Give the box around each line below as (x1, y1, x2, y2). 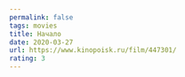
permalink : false (9, 12, 74, 22)
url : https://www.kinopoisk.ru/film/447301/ (9, 46, 177, 55)
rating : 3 (9, 54, 46, 63)
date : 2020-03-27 (9, 37, 74, 47)
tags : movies (9, 21, 58, 30)
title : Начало (9, 29, 62, 38)
